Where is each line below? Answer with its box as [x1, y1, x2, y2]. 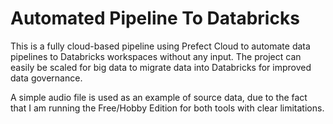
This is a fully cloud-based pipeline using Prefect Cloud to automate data [10, 40, 311, 52]
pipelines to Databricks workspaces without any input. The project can [10, 50, 302, 62]
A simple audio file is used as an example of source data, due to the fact [10, 91, 308, 103]
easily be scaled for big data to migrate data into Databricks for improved [10, 61, 312, 73]
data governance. [10, 72, 83, 84]
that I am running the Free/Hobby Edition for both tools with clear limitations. [10, 102, 325, 114]
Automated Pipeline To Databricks [10, 7, 300, 30]
